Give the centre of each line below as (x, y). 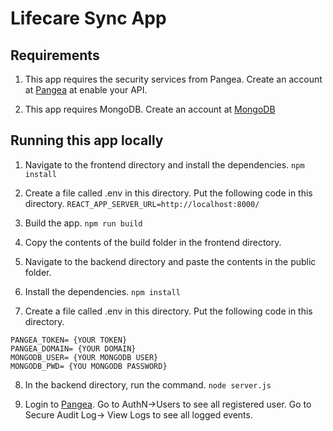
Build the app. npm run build (83, 223)
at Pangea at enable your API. (86, 90)
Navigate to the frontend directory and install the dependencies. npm (164, 164)
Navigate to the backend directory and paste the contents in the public (170, 261)
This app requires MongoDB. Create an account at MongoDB (150, 109)
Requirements (55, 55)
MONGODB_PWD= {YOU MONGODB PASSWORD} (89, 366)
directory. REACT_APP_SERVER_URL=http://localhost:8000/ (142, 203)
